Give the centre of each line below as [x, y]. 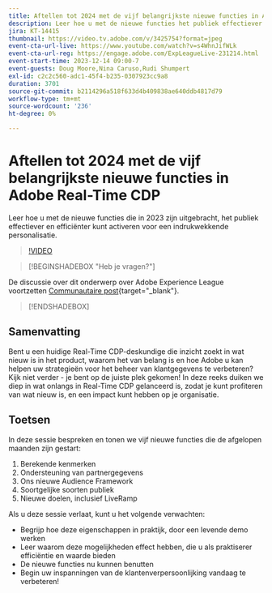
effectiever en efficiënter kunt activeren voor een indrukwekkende [119, 226]
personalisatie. [33, 235]
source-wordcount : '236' [50, 106]
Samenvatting [45, 332]
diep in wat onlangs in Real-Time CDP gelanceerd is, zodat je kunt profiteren [136, 386]
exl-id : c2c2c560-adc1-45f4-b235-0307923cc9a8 [88, 76]
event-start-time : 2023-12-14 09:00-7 [74, 62]
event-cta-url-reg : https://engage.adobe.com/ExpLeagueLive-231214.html [134, 53]
